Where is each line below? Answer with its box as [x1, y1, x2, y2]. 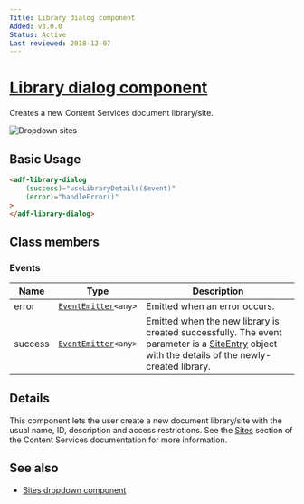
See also [9, 460, 59, 476]
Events [9, 261, 41, 274]
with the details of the [146, 349, 238, 362]
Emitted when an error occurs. [146, 300, 275, 313]
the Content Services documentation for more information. [9, 434, 228, 445]
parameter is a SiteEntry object [146, 337, 278, 350]
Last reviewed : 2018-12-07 [9, 38, 111, 48]
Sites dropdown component [22, 484, 127, 495]
